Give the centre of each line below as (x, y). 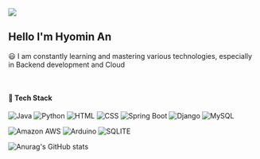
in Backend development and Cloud (67, 64)
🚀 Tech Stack (31, 98)
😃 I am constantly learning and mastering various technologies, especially (130, 56)
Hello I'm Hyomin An (60, 37)
